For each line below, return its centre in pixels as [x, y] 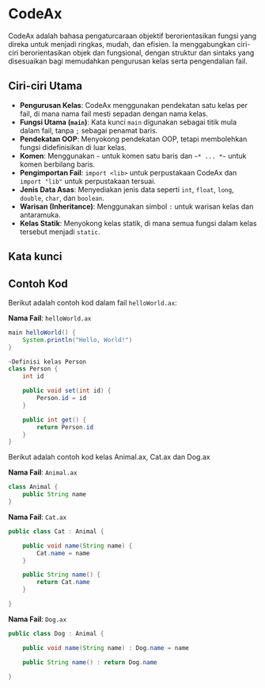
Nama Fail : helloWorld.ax [50, 317]
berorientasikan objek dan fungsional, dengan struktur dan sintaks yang [137, 52]
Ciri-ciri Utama [45, 86]
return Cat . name [63, 582]
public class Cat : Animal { [56, 531]
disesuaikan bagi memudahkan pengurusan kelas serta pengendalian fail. [128, 61]
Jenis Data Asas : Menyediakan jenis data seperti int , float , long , [127, 189]
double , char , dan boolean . [62, 198]
